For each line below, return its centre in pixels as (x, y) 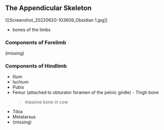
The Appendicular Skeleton (48, 8)
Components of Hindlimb (36, 66)
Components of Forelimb (36, 43)
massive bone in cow (46, 102)
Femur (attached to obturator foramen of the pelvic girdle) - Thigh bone (85, 92)
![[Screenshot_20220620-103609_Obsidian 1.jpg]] (56, 20)
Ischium (20, 82)
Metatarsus (24, 117)
